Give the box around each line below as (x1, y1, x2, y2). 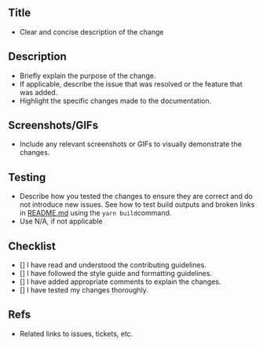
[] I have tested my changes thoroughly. (19, 285, 149, 295)
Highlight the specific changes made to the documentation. (19, 96, 212, 105)
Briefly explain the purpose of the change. (19, 71, 156, 80)
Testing (8, 171, 46, 184)
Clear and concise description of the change (19, 27, 164, 36)
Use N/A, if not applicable (19, 216, 104, 226)
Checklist (8, 239, 57, 252)
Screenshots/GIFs (8, 119, 99, 132)
